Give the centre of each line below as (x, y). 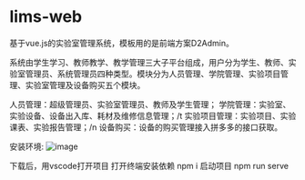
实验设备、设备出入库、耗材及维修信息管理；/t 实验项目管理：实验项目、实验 (153, 115)
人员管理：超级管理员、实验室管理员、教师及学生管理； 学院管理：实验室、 (150, 104)
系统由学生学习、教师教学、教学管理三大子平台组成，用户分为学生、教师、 (149, 62)
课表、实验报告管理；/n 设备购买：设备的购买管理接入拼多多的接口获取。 (146, 127)
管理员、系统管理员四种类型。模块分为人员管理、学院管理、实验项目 (152, 74)
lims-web (46, 17)
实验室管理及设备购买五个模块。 (85, 85)
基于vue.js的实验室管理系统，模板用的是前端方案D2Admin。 (122, 43)
